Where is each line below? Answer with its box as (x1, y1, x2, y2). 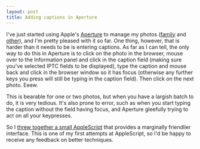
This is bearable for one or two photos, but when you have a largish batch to (6, 93, 194, 100)
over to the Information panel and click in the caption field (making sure (6, 56, 182, 63)
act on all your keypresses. (6, 111, 73, 119)
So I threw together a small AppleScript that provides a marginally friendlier (6, 123, 191, 131)
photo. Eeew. (6, 81, 38, 88)
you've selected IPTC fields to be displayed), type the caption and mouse (6, 62, 187, 69)
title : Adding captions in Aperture (6, 14, 97, 20)
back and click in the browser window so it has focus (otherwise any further (6, 69, 193, 76)
